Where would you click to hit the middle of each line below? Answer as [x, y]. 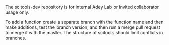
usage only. [17, 12]
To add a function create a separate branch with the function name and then [84, 22]
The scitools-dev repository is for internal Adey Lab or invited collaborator [82, 7]
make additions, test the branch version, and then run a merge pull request [83, 27]
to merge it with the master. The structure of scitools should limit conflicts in [84, 33]
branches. [16, 38]
